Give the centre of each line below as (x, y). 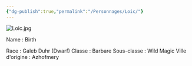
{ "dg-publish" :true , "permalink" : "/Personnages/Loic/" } (75, 11)
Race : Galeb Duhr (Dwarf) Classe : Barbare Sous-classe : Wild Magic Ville (96, 51)
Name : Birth (21, 39)
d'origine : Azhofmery (33, 57)
